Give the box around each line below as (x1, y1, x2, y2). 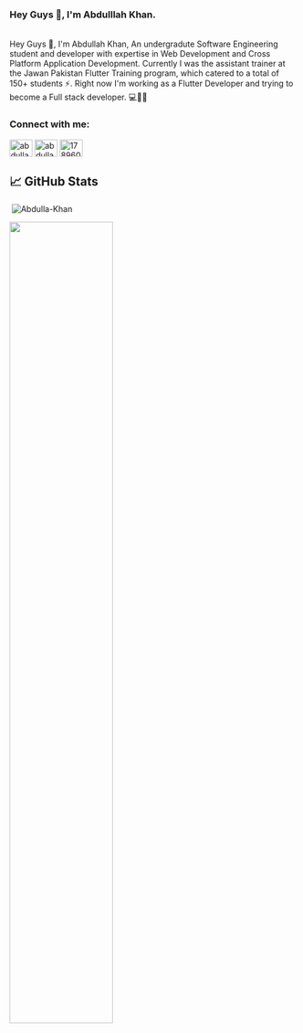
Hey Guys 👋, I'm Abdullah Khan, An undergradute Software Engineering (9, 38, 278, 49)
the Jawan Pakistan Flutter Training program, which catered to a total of (9, 68, 280, 79)
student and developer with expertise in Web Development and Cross (9, 48, 271, 59)
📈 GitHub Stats (9, 174, 99, 189)
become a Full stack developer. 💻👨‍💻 (9, 91, 148, 103)
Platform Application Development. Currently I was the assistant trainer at (9, 58, 286, 69)
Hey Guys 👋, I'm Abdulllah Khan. (9, 8, 157, 21)
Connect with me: (9, 118, 90, 131)
